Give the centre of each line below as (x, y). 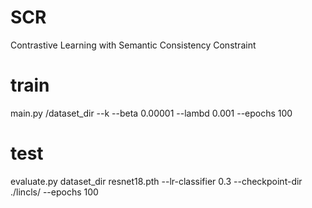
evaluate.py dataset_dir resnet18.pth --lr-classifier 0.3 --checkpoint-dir (156, 181)
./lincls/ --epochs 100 (54, 192)
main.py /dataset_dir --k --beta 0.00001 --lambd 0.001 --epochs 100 (151, 113)
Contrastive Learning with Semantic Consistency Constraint (133, 45)
